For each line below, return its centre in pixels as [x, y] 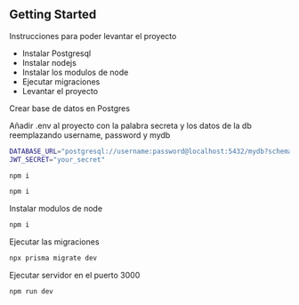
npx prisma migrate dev [53, 258]
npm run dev [31, 292]
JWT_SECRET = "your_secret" [57, 159]
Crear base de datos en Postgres [70, 108]
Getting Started [53, 15]
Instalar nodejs [49, 62]
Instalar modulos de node [56, 209]
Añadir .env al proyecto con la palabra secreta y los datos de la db [130, 125]
